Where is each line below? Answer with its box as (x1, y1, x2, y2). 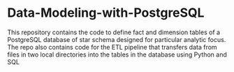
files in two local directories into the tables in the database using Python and (7, 50, 227, 59)
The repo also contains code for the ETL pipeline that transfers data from (7, 43, 218, 51)
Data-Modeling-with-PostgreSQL (7, 5, 205, 21)
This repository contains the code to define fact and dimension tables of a (7, 28, 221, 36)
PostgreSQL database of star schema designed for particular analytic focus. (7, 35, 226, 43)
